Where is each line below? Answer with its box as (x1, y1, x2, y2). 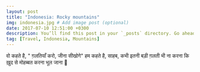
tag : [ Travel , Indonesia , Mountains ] (6, 36, 100, 42)
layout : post (6, 8, 39, 15)
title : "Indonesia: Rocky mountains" (6, 14, 100, 20)
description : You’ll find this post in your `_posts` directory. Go (6, 31, 180, 37)
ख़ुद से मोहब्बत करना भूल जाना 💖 (6, 59, 68, 66)
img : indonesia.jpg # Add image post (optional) (6, 19, 129, 25)
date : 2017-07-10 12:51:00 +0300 (6, 25, 89, 31)
